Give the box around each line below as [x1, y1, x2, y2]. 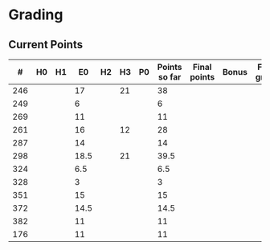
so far [157, 72, 182, 82]
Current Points [8, 38, 83, 51]
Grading [8, 6, 63, 24]
